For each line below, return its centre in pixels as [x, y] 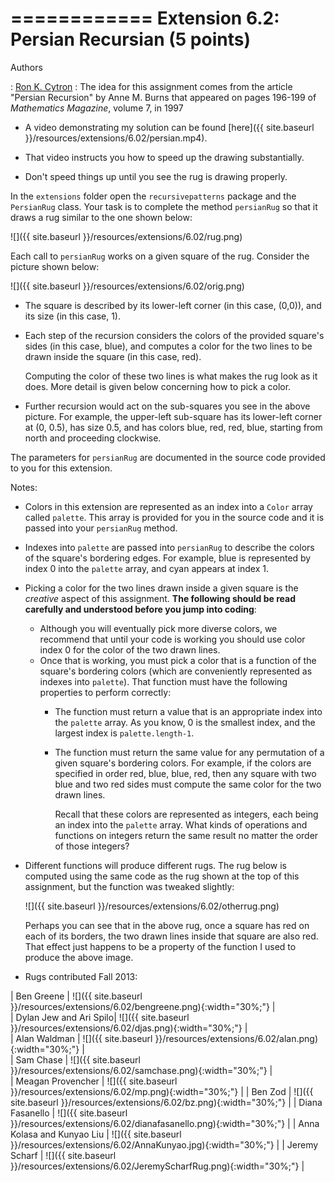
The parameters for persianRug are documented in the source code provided [168, 457]
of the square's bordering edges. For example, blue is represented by [168, 558]
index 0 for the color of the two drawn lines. [130, 649]
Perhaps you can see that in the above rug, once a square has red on [167, 925]
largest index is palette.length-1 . [124, 733]
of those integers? [92, 846]
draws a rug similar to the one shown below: [101, 217]
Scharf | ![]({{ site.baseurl [63, 1155]
